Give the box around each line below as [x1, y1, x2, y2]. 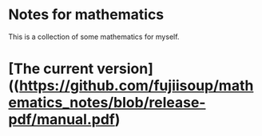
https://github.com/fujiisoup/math [18, 77, 254, 95]
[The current [8, 60, 94, 78]
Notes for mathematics [8, 6, 165, 24]
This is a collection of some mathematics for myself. [8, 32, 180, 41]
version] [97, 60, 154, 78]
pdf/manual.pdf [8, 111, 116, 129]
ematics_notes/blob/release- [8, 94, 206, 112]
